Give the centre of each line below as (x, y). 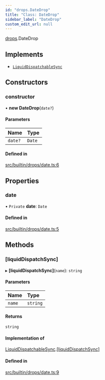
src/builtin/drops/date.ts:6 (32, 165)
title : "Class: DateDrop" (32, 15)
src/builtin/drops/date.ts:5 (32, 229)
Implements (24, 54)
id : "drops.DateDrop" (28, 10)
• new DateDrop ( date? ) (30, 108)
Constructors (27, 82)
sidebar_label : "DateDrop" (33, 19)
